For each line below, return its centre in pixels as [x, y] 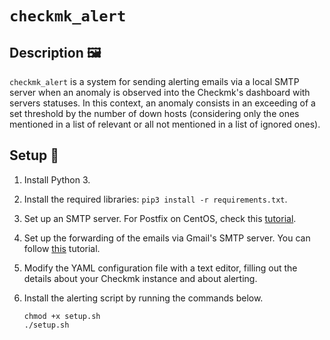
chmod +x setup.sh [62, 316]
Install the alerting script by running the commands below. [143, 298]
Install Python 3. [57, 179]
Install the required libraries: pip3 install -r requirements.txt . [155, 199]
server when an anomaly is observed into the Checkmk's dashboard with [160, 92]
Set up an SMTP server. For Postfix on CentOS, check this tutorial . [160, 218]
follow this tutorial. [62, 248]
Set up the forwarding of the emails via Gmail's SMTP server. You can [167, 238]
